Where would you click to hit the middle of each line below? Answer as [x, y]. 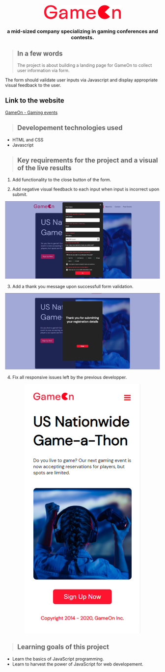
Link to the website [35, 101]
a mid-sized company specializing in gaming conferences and [82, 31]
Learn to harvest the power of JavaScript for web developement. [78, 664]
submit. [20, 194]
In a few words [40, 53]
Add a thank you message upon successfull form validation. [73, 286]
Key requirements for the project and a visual [87, 160]
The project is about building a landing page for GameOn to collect [84, 65]
